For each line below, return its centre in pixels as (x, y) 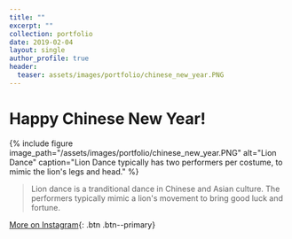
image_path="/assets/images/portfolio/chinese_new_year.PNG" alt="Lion (143, 152)
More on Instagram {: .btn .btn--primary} (83, 224)
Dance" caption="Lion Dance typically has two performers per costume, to (146, 162)
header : (24, 67)
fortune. (45, 207)
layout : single (37, 50)
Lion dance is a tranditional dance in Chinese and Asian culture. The (155, 189)
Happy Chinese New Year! (107, 118)
